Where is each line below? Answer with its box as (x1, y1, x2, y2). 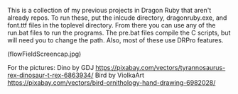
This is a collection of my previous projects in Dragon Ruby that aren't (7, 6, 212, 14)
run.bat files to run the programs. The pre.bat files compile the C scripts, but (7, 28, 231, 37)
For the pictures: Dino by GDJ (7, 64, 94, 71)
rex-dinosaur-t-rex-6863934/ (7, 71, 94, 79)
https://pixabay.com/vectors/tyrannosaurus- (95, 64, 226, 71)
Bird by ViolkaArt (94, 71, 144, 79)
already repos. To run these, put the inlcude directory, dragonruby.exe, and (7, 13, 227, 22)
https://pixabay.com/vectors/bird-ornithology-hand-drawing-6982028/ (7, 78, 216, 87)
